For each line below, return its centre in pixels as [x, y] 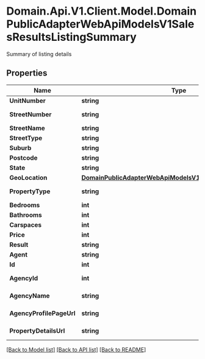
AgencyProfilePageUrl [42, 313]
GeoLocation [28, 177]
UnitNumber [27, 101]
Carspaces [26, 225]
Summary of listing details [39, 54]
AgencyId [24, 278]
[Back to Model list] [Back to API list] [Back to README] [76, 349]
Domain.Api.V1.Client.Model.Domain [102, 11]
